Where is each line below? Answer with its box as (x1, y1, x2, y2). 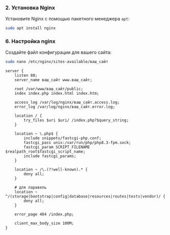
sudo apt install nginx (5, 26, 56, 31)
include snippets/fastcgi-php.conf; (23, 136, 102, 141)
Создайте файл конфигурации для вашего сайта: (5, 49, 112, 55)
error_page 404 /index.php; (14, 212, 74, 217)
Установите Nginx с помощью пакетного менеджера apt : (5, 16, 130, 22)
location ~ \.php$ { (14, 131, 58, 137)
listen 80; (14, 73, 38, 78)
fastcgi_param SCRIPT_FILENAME (23, 145, 90, 150)
